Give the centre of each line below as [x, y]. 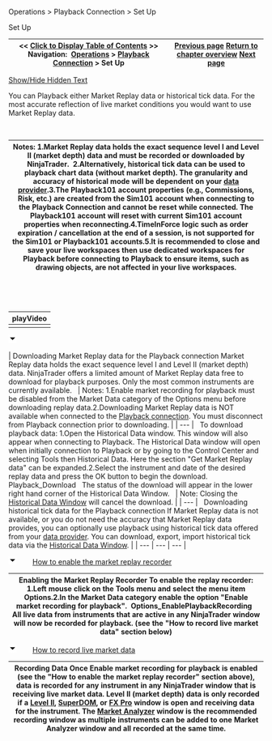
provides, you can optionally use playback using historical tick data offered [134, 528]
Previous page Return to [216, 45]
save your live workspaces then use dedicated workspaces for [136, 249]
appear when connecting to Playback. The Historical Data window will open [134, 442]
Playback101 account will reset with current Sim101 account [136, 215]
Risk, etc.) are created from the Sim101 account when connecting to [136, 198]
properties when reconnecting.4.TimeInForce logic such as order [136, 224]
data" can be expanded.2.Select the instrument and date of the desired [127, 468]
